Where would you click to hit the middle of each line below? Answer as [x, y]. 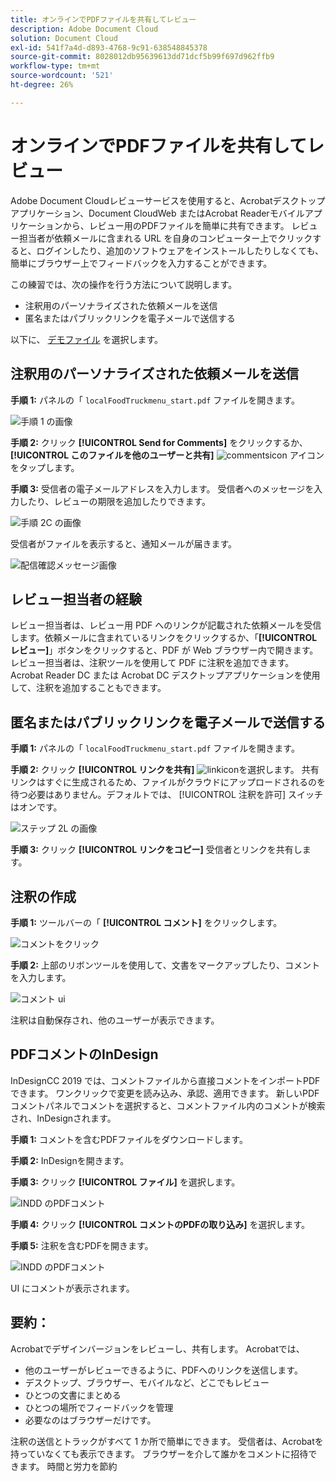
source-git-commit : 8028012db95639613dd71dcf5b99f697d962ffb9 [142, 57]
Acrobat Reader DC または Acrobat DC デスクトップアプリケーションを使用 [165, 675]
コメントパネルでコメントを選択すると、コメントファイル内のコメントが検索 [168, 1105]
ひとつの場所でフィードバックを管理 [99, 1407]
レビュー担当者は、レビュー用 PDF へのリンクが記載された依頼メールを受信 [166, 625]
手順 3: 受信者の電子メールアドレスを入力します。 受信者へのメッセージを [162, 488]
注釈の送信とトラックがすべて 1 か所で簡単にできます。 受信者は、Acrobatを [167, 1441]
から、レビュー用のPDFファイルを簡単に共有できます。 [176, 225]
